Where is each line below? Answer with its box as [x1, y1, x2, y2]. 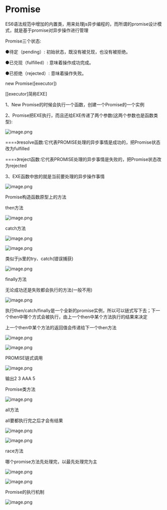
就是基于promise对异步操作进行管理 [14, 27, 89, 33]
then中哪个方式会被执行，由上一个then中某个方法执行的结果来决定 [9, 314, 148, 320]
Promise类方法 [5, 386, 36, 392]
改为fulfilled [5, 145, 30, 151]
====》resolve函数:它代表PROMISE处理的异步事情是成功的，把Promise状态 [5, 139, 160, 145]
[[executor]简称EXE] [5, 91, 47, 97]
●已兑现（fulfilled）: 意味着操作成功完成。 [5, 59, 94, 65]
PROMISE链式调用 [5, 355, 43, 361]
